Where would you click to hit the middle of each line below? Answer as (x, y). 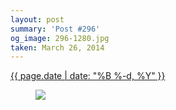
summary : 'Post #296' (55, 29)
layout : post (37, 19)
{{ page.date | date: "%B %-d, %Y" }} (88, 76)
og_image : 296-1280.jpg (60, 38)
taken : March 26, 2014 (57, 47)
